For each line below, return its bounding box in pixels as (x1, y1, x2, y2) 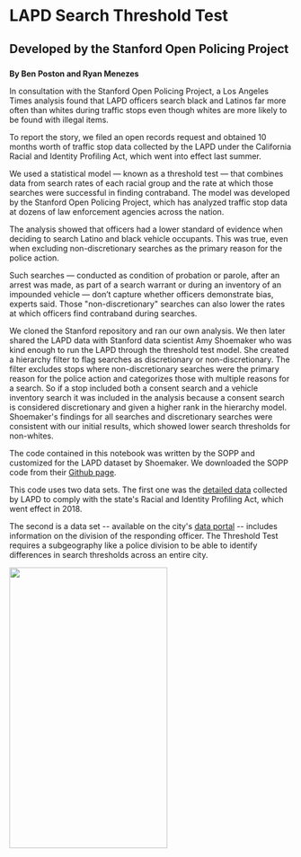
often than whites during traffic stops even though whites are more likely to (9, 104, 288, 115)
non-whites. (9, 430, 54, 441)
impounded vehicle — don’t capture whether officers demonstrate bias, (9, 288, 274, 299)
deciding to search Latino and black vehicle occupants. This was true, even (9, 233, 288, 243)
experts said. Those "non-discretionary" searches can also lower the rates (9, 298, 286, 309)
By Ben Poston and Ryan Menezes (9, 68, 139, 79)
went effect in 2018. (9, 503, 83, 514)
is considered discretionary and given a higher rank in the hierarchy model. (9, 402, 288, 412)
